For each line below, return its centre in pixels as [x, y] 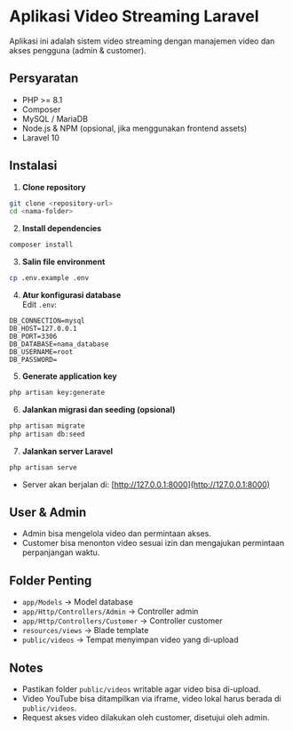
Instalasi [33, 166]
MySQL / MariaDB [55, 118]
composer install [41, 245]
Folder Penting [51, 580]
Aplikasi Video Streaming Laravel [134, 16]
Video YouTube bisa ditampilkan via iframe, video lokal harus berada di [151, 699]
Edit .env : [40, 305]
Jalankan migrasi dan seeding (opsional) [99, 409]
